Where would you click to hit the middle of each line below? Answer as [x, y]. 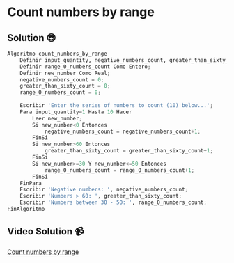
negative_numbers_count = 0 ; [62, 80]
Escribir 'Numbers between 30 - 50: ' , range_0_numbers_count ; [114, 202]
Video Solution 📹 [46, 231]
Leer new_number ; [57, 118]
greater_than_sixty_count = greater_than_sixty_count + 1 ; [129, 151]
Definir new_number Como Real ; [65, 73]
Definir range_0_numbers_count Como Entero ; [85, 67]
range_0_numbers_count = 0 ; [60, 93]
